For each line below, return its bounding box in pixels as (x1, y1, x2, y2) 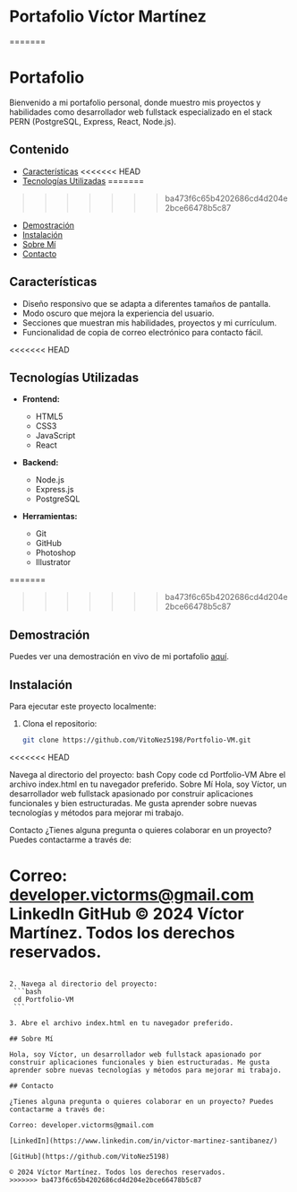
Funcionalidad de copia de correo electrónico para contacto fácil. (21, 326, 264, 337)
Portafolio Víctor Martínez (9, 6, 208, 27)
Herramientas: (21, 511, 78, 522)
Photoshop (35, 547, 76, 558)
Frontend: (21, 394, 60, 405)
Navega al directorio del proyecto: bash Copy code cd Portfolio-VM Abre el (9, 769, 286, 779)
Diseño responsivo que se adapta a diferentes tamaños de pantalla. (21, 298, 271, 309)
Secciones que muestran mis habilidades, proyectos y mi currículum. (21, 317, 277, 328)
